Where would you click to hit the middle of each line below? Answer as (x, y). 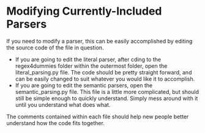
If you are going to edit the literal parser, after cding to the (88, 59)
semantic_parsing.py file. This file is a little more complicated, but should (107, 92)
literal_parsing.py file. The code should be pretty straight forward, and (103, 72)
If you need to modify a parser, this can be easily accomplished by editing (99, 41)
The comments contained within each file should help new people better (98, 117)
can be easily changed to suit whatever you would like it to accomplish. (105, 79)
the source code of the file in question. (55, 48)
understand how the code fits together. (56, 123)
